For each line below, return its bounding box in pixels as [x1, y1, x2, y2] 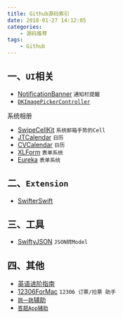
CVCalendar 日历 [17, 140, 65, 149]
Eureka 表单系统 [17, 155, 61, 163]
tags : [7, 36, 23, 43]
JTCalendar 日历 [17, 133, 64, 141]
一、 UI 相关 [7, 71, 54, 83]
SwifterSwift [17, 196, 53, 205]
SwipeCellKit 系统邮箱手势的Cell [17, 125, 105, 134]
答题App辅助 [17, 305, 48, 312]
